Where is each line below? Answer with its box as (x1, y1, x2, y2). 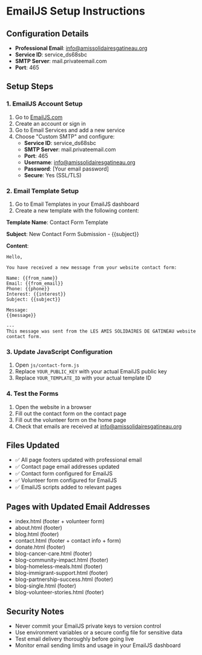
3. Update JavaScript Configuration (6, 347, 113, 356)
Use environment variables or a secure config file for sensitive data (15, 629, 183, 636)
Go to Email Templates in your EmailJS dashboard (15, 200, 139, 208)
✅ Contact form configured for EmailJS (15, 470, 113, 477)
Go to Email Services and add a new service (15, 126, 125, 134)
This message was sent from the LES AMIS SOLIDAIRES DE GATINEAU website (6, 328, 197, 334)
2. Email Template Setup (6, 186, 79, 195)
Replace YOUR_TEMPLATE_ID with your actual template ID (15, 375, 152, 382)
